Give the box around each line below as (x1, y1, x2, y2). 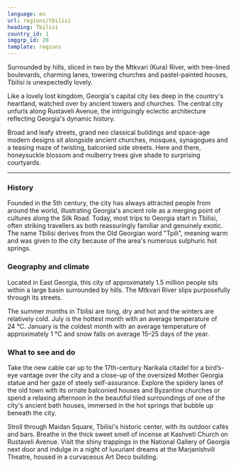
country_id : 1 (7, 30, 50, 38)
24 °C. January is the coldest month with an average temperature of (7, 322, 207, 330)
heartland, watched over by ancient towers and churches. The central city (7, 99, 223, 107)
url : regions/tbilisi (7, 17, 72, 24)
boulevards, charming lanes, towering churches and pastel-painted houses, (7, 70, 228, 79)
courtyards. (7, 158, 41, 167)
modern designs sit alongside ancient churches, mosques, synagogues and (7, 136, 228, 144)
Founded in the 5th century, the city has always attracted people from (7, 199, 211, 207)
